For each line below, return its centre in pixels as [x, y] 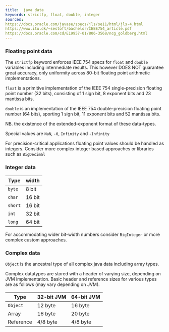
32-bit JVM [52, 297]
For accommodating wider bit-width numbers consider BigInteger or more [83, 234]
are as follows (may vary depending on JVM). [52, 284]
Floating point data [29, 51]
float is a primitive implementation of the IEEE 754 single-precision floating [84, 88]
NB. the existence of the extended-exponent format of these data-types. [81, 124]
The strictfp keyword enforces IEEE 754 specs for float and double [77, 62]
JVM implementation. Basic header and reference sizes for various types [81, 279]
